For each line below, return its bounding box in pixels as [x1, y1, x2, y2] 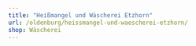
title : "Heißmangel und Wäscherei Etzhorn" [8, 11, 153, 19]
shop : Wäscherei [8, 26, 61, 34]
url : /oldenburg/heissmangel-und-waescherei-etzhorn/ [8, 19, 189, 27]
